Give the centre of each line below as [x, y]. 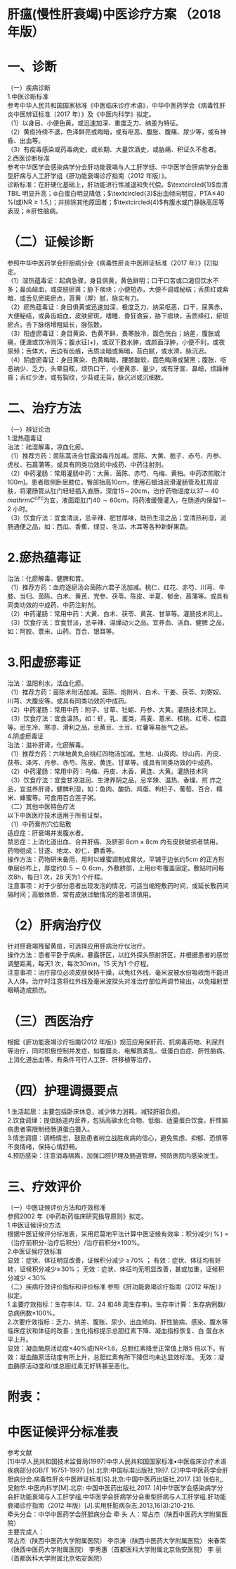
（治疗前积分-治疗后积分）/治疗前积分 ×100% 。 [76, 1243]
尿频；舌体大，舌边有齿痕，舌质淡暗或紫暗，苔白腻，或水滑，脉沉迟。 [109, 351]
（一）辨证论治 [29, 429]
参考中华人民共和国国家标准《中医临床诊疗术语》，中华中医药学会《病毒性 [113, 106]
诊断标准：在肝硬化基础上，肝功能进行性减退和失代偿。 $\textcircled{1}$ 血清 [118, 185]
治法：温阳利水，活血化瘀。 [47, 683]
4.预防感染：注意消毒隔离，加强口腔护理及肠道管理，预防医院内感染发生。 [115, 1156]
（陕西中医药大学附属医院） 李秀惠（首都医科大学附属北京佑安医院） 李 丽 [114, 1549]
